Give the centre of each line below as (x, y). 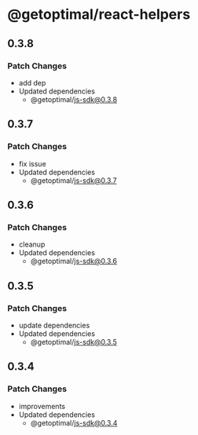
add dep (32, 82)
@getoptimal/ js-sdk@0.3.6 (74, 261)
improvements (42, 406)
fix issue (32, 163)
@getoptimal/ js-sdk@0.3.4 (74, 422)
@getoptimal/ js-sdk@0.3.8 (74, 99)
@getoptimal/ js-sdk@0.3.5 (73, 342)
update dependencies (54, 325)
